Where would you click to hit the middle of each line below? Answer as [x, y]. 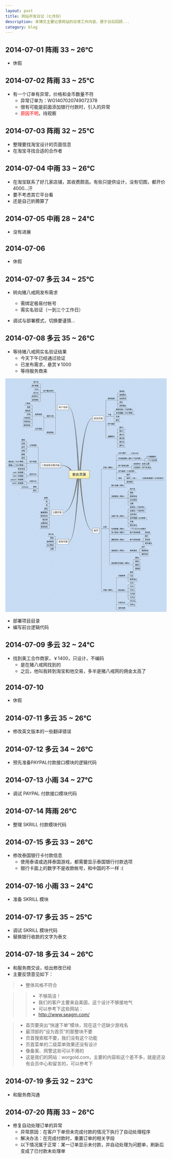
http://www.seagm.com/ [64, 1014]
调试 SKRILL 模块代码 [35, 930]
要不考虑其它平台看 [33, 194]
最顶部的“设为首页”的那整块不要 [59, 1031]
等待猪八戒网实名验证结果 [40, 352]
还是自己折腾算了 [31, 201]
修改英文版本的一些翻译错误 [42, 731]
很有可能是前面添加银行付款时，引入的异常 [65, 107]
